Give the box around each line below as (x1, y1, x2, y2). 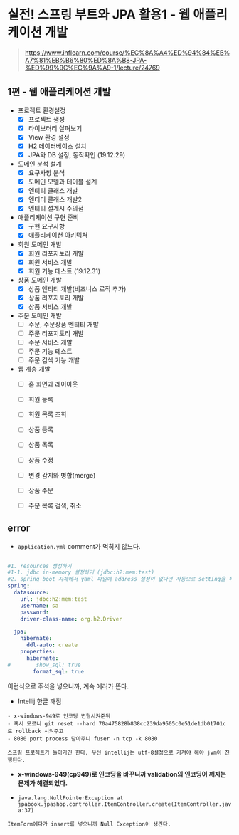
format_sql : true (33, 668, 84, 675)
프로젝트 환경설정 (17, 106, 66, 115)
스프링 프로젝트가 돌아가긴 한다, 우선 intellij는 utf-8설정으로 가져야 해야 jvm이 (7, 749, 222, 756)
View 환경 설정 (28, 132, 70, 141)
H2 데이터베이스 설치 (28, 142, 87, 150)
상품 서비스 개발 (28, 302, 73, 310)
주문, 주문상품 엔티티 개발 (28, 320, 100, 328)
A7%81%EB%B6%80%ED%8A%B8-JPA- (24, 56, 147, 64)
